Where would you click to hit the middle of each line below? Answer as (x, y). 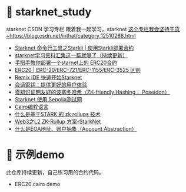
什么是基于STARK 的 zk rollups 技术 (58, 114)
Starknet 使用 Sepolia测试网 (48, 99)
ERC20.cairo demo (37, 184)
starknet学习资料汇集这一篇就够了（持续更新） (71, 55)
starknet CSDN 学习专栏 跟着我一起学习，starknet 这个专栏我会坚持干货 (93, 29)
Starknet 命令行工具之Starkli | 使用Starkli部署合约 (74, 48)
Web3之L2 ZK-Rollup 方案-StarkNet (58, 121)
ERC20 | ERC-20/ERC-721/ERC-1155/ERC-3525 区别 (78, 69)
